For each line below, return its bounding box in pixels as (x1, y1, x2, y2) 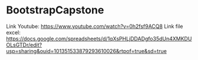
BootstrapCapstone (6, 3, 104, 17)
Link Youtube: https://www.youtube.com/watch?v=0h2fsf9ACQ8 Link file (6, 23, 183, 30)
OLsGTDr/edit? (6, 41, 42, 48)
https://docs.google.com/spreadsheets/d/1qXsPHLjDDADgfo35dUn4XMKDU (6, 35, 192, 42)
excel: (6, 29, 21, 36)
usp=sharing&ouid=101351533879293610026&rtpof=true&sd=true (6, 47, 167, 54)
